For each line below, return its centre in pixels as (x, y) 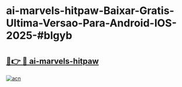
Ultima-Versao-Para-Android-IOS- (92, 23)
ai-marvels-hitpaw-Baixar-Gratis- (90, 11)
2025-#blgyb (39, 36)
